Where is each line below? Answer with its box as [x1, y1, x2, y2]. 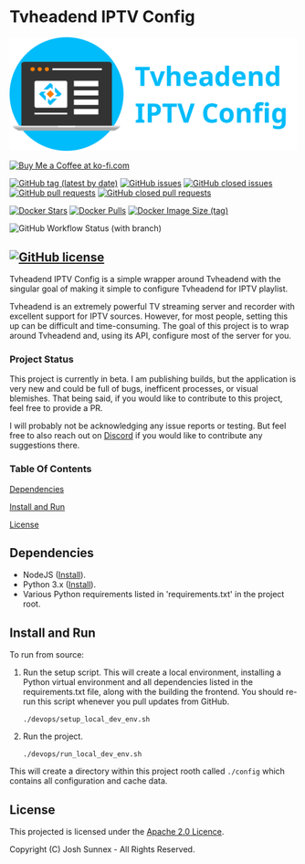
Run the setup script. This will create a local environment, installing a [22, 667, 281, 678]
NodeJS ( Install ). [22, 569, 87, 581]
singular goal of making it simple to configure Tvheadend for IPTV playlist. [9, 283, 289, 294]
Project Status [9, 353, 75, 365]
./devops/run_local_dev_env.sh [22, 750, 142, 759]
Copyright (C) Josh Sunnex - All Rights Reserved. [9, 844, 195, 855]
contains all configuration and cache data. [9, 775, 168, 786]
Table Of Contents [9, 463, 92, 476]
